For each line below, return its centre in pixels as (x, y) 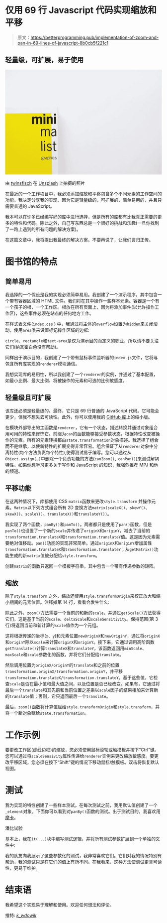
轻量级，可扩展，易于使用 (44, 60)
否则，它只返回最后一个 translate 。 (74, 696)
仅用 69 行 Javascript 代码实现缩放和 (81, 10)
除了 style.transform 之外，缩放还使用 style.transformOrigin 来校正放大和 (81, 596)
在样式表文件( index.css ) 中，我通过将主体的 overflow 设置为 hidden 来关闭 (79, 324)
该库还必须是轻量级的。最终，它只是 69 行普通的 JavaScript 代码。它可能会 (82, 410)
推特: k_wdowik (21, 916)
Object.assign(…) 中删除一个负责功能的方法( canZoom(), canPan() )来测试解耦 (82, 458)
